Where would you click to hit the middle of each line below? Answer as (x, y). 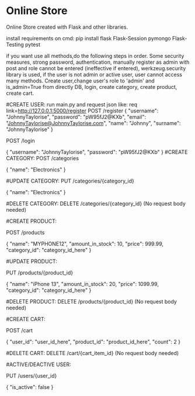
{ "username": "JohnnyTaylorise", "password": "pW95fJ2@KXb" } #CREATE (97, 152)
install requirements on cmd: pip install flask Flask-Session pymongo (88, 38)
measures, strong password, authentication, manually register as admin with (98, 62)
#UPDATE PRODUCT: (32, 261)
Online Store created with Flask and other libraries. (67, 27)
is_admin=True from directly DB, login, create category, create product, (92, 87)
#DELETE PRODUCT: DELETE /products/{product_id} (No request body (91, 301)
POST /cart (20, 330)
